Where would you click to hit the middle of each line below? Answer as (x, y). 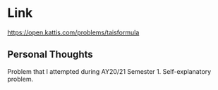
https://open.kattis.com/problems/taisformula (73, 32)
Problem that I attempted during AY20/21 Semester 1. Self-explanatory (109, 71)
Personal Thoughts (50, 54)
